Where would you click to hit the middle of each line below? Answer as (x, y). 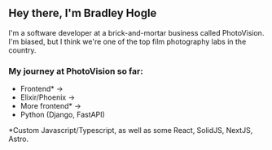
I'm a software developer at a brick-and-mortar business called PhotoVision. (136, 32)
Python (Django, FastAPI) (63, 115)
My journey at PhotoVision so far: (76, 71)
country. (22, 50)
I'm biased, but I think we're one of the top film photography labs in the (127, 41)
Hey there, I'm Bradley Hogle (83, 13)
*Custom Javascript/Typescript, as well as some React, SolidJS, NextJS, (131, 131)
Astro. (19, 139)
